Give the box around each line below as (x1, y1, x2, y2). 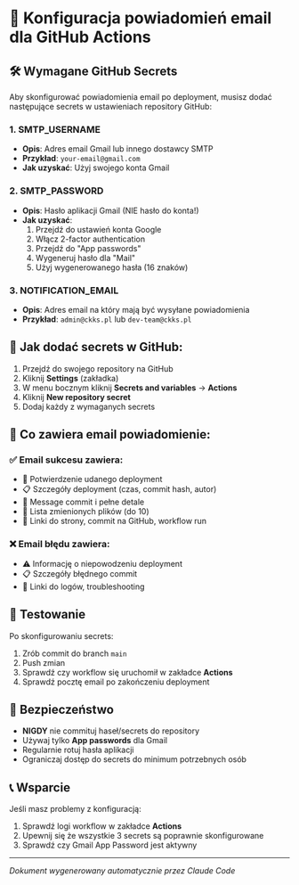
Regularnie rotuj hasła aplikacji (21, 744, 135, 756)
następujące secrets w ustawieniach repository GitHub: (9, 102, 212, 111)
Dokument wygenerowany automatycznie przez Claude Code (9, 865, 236, 876)
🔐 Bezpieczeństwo (9, 701, 114, 717)
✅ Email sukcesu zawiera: (9, 454, 124, 466)
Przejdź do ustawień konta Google (35, 224, 162, 234)
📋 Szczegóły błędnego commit (21, 568, 138, 578)
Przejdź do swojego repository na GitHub (21, 363, 174, 373)
